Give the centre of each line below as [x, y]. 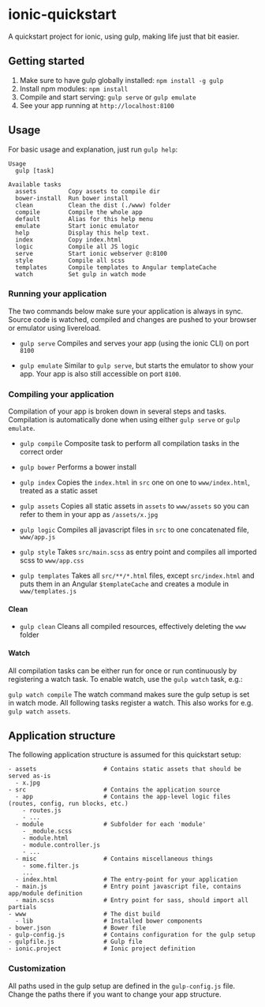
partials [22, 908]
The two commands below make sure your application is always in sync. [126, 311]
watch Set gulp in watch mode [81, 274]
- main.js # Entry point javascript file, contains [129, 887]
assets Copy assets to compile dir [88, 191]
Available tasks [35, 184]
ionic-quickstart [62, 15]
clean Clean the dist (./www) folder [93, 205]
